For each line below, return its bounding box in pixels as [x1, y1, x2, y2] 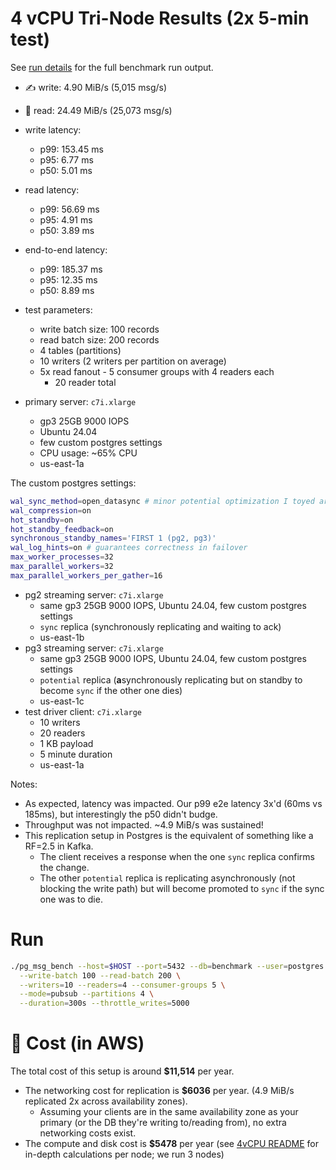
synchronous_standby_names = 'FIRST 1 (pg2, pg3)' [10, 533, 217, 544]
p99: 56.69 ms [39, 203, 100, 215]
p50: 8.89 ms [39, 284, 95, 296]
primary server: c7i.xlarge [24, 395, 137, 407]
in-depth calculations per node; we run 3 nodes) [24, 1148, 225, 1161]
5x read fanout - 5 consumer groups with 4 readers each [39, 365, 275, 377]
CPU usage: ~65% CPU [39, 447, 138, 459]
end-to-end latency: [24, 243, 108, 256]
